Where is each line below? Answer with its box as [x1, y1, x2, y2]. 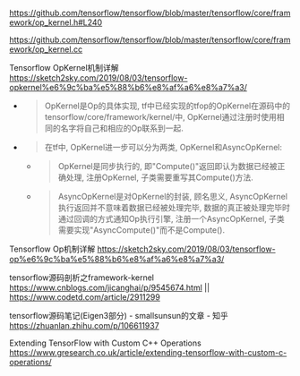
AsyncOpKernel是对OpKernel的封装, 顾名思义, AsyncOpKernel [57, 192, 288, 201]
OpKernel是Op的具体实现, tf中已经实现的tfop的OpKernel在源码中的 [44, 100, 291, 111]
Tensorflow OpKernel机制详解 [9, 63, 119, 73]
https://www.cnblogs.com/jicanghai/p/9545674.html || [9, 282, 210, 293]
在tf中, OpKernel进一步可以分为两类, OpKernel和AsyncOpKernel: [44, 142, 282, 152]
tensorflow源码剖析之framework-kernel [9, 272, 155, 283]
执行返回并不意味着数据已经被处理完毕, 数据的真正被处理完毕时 [57, 202, 291, 213]
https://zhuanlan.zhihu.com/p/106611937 [9, 320, 159, 330]
